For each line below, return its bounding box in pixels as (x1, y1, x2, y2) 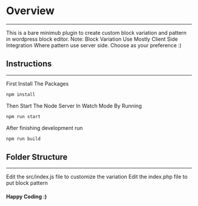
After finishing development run (6, 124, 83, 131)
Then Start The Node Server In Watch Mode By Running (6, 102, 143, 109)
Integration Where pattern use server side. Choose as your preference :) (6, 41, 181, 48)
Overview (6, 4, 55, 18)
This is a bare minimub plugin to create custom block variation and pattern (6, 29, 187, 36)
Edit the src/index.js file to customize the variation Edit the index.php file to (6, 173, 188, 181)
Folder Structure (6, 152, 68, 162)
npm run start (6, 113, 41, 119)
